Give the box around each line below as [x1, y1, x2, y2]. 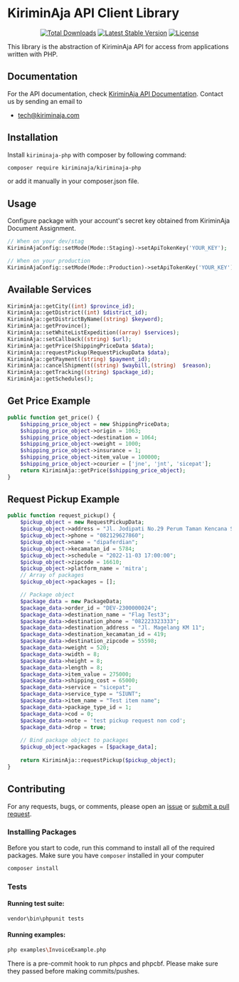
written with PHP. [7, 50, 58, 58]
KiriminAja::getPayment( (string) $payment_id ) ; [7, 355, 152, 362]
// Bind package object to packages [20, 737, 129, 744]
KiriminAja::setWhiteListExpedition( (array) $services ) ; [7, 329, 180, 336]
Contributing [7, 783, 65, 795]
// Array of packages [20, 572, 84, 579]
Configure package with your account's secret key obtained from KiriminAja [7, 216, 230, 225]
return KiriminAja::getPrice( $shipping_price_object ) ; [20, 466, 186, 474]
